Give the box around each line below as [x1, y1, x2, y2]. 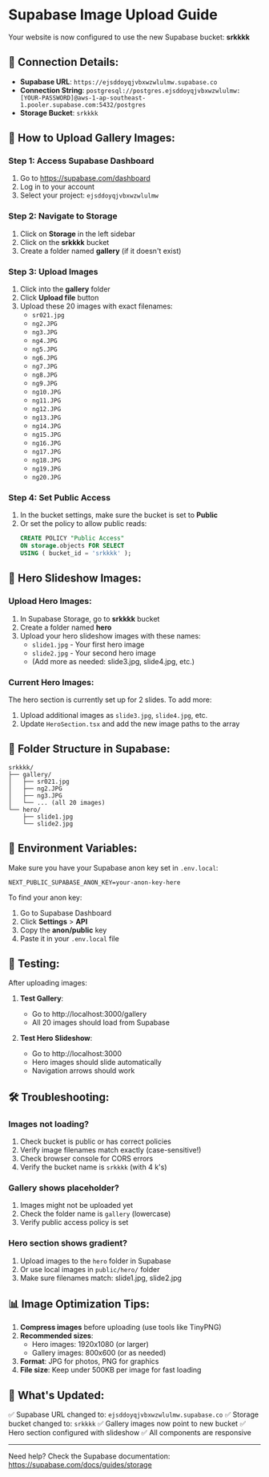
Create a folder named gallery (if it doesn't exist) [19, 246, 182, 255]
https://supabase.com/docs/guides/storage [8, 1460, 152, 1470]
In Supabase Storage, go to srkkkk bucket [19, 614, 160, 623]
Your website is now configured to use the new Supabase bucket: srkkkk [8, 32, 251, 42]
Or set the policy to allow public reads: [19, 519, 147, 528]
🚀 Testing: [8, 957, 60, 970]
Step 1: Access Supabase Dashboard [8, 155, 155, 166]
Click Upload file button [19, 293, 99, 303]
